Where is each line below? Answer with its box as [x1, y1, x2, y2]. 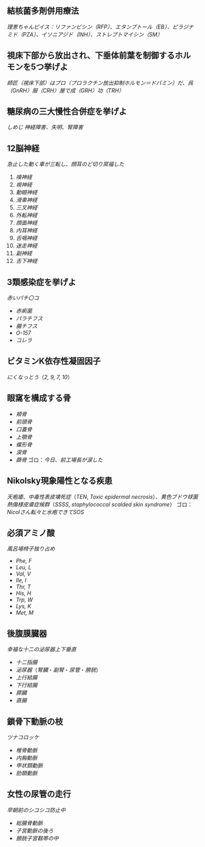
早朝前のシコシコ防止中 [7, 806, 66, 813]
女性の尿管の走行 [7, 789, 71, 799]
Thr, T [15, 583, 31, 590]
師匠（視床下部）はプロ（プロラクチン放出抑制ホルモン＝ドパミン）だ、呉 [7, 79, 193, 87]
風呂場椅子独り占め [7, 545, 55, 552]
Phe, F [15, 557, 32, 565]
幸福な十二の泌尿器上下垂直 [7, 646, 77, 653]
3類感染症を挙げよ [7, 277, 77, 287]
